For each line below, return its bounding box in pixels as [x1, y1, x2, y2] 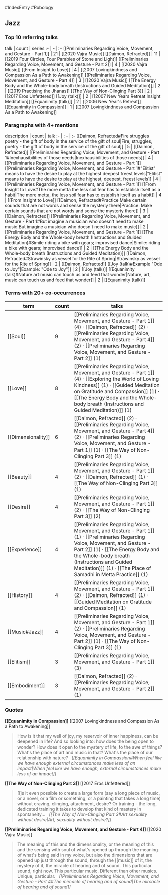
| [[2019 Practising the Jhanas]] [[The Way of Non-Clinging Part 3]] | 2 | [5, 88, 153, 94]
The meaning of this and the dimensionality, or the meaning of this [17, 841, 154, 847]
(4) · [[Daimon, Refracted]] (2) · [74, 324, 148, 331]
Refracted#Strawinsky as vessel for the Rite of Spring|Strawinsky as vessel [5, 255, 160, 261]
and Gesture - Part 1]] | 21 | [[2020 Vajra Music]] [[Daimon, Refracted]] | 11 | [5, 50, 161, 57]
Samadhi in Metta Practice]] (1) [74, 571, 148, 578]
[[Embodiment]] [7, 682, 45, 689]
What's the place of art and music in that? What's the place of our [17, 749, 153, 755]
